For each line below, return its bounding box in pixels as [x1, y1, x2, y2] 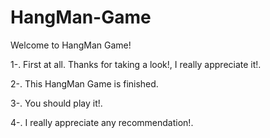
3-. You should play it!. [10, 97, 103, 109]
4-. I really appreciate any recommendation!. [10, 116, 194, 128]
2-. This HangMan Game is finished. [10, 77, 159, 90]
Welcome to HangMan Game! [10, 39, 132, 51]
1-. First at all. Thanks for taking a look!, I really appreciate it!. [10, 58, 262, 70]
